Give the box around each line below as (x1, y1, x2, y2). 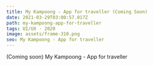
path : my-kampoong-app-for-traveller (6, 20, 102, 26)
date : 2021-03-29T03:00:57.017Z (6, 14, 88, 20)
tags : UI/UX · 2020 (6, 25, 56, 32)
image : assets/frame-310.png (6, 31, 80, 37)
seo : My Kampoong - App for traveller (6, 37, 104, 43)
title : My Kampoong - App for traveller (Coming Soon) (6, 8, 148, 15)
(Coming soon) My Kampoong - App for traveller (6, 53, 127, 60)
